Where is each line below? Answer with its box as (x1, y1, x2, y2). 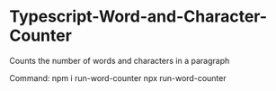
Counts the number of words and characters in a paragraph (9, 55, 230, 66)
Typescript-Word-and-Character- (9, 6, 268, 27)
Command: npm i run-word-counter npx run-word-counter (9, 72, 227, 83)
